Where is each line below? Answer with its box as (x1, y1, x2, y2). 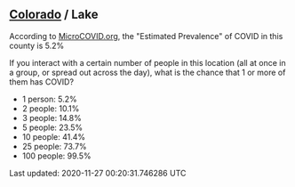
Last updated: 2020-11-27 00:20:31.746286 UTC (9, 167, 187, 178)
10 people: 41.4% (21, 131, 86, 142)
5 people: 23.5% (21, 122, 84, 133)
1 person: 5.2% (21, 93, 77, 104)
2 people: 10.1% (21, 102, 80, 114)
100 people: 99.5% (21, 150, 92, 161)
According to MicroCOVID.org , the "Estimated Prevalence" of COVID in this (9, 30, 283, 41)
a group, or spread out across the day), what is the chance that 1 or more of (9, 67, 286, 77)
